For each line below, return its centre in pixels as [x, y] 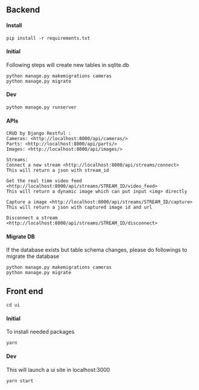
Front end [25, 291]
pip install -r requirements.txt [48, 38]
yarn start [20, 381]
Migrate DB [21, 236]
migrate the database [33, 257]
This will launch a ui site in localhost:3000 [58, 369]
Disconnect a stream [32, 218]
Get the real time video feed [44, 181]
